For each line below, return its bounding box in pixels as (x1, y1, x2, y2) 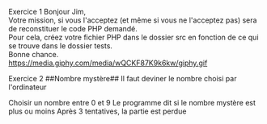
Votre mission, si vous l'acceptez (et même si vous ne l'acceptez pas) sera (8, 15, 257, 25)
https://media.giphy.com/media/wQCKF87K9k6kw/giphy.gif (8, 58, 208, 68)
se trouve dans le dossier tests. (8, 41, 113, 51)
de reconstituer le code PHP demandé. (8, 24, 138, 33)
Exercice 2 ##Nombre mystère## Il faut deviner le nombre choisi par (8, 74, 237, 83)
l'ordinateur (8, 82, 47, 92)
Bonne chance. (8, 50, 59, 59)
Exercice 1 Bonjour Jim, (8, 7, 87, 16)
